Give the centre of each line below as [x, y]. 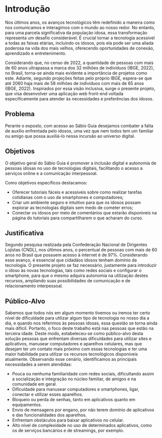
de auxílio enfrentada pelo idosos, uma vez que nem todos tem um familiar [79, 131]
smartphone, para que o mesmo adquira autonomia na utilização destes [77, 276]
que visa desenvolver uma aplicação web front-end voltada [64, 94]
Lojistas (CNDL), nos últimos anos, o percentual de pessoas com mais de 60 [81, 250]
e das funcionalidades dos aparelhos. [49, 415]
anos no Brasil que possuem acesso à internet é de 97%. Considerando [76, 255]
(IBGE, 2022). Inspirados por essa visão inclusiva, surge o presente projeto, [80, 88]
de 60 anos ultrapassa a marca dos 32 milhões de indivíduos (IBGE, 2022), [80, 68]
